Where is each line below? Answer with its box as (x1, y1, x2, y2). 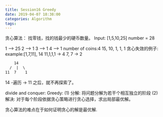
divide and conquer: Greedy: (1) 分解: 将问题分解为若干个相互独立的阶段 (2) (5, 90, 158, 96)
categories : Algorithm (5, 16, 52, 21)
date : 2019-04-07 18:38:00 (5, 12, 61, 17)
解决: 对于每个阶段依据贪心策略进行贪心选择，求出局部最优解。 (5, 96, 133, 102)
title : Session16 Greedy (5, 7, 56, 12)
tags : (5, 21, 16, 26)
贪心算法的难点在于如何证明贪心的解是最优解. (5, 107, 98, 113)
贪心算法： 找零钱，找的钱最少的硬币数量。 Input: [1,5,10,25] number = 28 (5, 35, 155, 41)
